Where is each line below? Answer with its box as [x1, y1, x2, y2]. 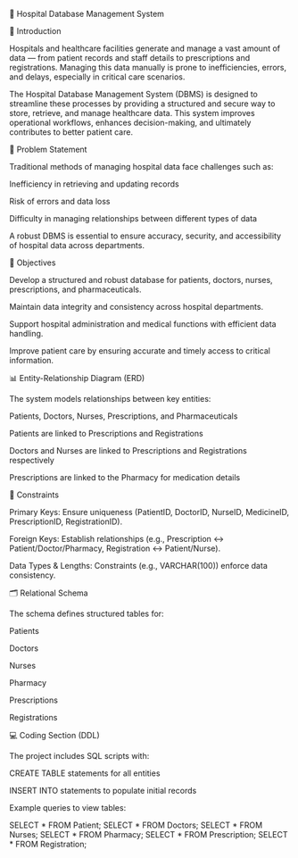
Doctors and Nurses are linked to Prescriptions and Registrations [9, 446, 247, 455]
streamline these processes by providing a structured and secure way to [9, 98, 276, 109]
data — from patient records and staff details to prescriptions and [9, 53, 251, 62]
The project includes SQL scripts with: [9, 751, 150, 761]
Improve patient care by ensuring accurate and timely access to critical [9, 346, 270, 356]
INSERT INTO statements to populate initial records [9, 786, 197, 796]
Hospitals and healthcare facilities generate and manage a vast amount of [9, 43, 281, 54]
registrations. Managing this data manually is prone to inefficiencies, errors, [9, 62, 287, 72]
